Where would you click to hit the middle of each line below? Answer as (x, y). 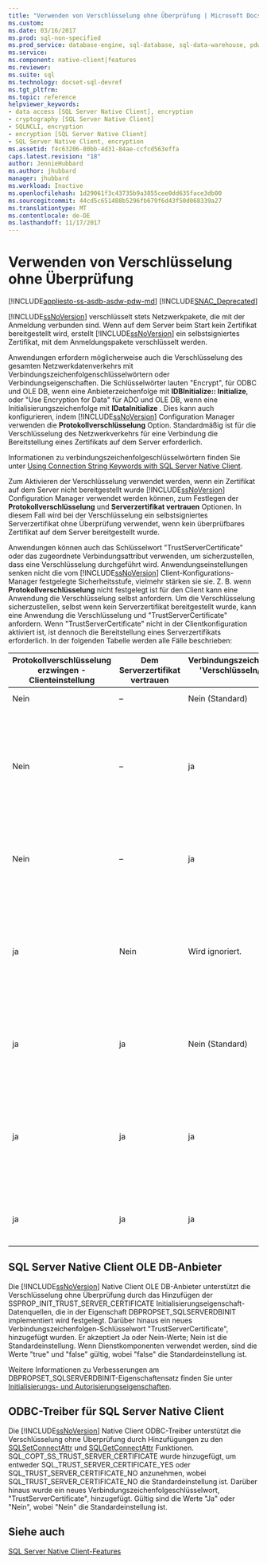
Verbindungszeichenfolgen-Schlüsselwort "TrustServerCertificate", (118, 1329)
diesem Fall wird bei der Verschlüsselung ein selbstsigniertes (108, 515)
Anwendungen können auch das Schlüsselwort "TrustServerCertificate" (126, 548)
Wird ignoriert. (215, 951)
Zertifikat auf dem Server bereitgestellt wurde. (84, 532)
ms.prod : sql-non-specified (55, 38)
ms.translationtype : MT (48, 208)
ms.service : (28, 53)
